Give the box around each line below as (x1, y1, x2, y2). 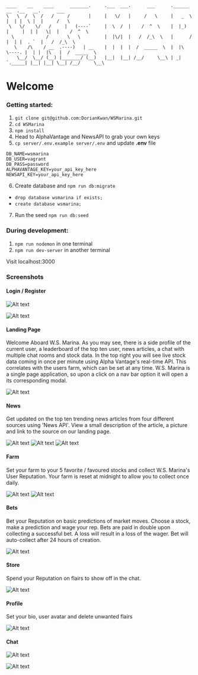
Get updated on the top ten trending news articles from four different (6, 415, 174, 422)
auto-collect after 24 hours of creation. (6, 536, 101, 544)
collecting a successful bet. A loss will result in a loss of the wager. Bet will (6, 530, 189, 537)
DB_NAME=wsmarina (6, 151, 49, 157)
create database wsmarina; (14, 201, 82, 208)
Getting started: (6, 101, 53, 109)
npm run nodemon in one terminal (14, 240, 93, 247)
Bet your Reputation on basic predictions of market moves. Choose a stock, (6, 517, 191, 525)
